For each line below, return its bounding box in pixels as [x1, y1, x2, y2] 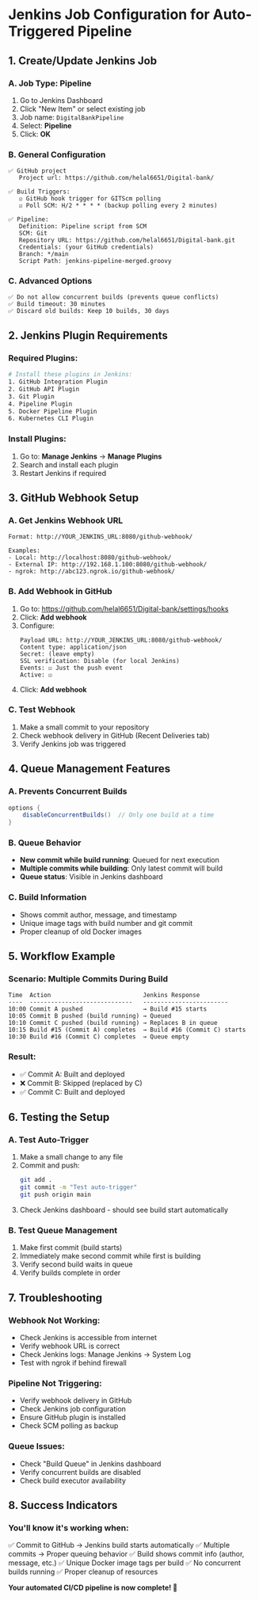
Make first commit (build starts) [19, 1243, 123, 1252]
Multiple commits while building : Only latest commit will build [19, 863, 223, 873]
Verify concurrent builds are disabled [19, 1467, 141, 1476]
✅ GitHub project [8, 167, 67, 175]
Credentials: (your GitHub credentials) [18, 243, 154, 251]
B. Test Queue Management [8, 1225, 117, 1236]
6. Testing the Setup [8, 1110, 110, 1124]
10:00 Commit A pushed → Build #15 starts [8, 1005, 208, 1013]
